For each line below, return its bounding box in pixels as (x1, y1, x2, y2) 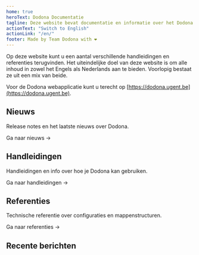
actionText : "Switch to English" (6, 25, 89, 32)
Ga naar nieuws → (6, 134, 51, 141)
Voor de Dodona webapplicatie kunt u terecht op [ (6, 83, 129, 90)
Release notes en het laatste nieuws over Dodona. (6, 123, 129, 130)
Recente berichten (6, 241, 76, 251)
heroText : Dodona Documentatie (6, 14, 84, 20)
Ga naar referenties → (6, 223, 60, 231)
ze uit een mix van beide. (6, 72, 68, 79)
